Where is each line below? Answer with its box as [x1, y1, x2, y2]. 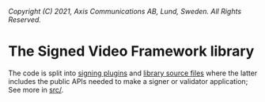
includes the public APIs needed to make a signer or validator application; [8, 76, 248, 86]
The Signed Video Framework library [8, 42, 255, 60]
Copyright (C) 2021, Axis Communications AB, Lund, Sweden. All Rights [8, 7, 242, 16]
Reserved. [8, 15, 42, 24]
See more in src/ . [8, 85, 64, 94]
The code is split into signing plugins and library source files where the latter [8, 68, 258, 78]
